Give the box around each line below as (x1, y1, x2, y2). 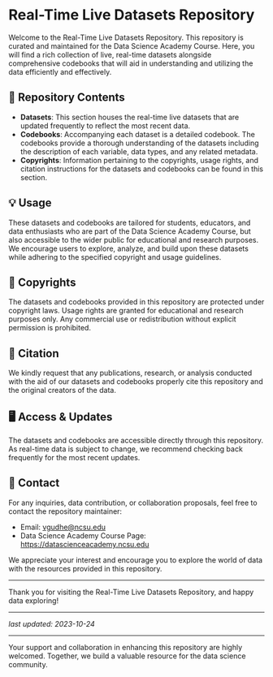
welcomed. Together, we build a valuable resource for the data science (8, 651, 246, 661)
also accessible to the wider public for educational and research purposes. (8, 235, 259, 244)
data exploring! (8, 595, 59, 606)
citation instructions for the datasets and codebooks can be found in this (19, 164, 264, 174)
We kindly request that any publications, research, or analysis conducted (8, 368, 253, 378)
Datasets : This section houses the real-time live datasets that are (19, 112, 240, 122)
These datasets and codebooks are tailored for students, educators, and (8, 218, 251, 227)
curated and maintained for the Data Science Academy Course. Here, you (8, 41, 255, 50)
